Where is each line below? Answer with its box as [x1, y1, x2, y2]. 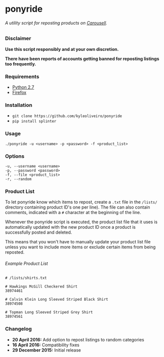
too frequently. [5, 61, 37, 67]
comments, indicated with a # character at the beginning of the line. [5, 210, 141, 215]
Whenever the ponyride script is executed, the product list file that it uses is [5, 219, 158, 225]
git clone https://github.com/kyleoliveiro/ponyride [12, 114, 122, 119]
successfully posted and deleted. [5, 229, 72, 236]
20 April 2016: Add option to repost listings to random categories [12, 336, 144, 342]
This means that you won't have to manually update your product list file [5, 239, 151, 245]
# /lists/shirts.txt [5, 276, 47, 281]
